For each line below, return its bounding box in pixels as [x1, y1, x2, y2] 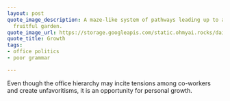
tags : [7, 42, 23, 48]
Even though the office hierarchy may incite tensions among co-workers [7, 79, 211, 87]
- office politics [7, 48, 60, 55]
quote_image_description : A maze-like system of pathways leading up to [7, 16, 219, 23]
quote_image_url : [7, 29, 57, 36]
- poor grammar [7, 55, 51, 61]
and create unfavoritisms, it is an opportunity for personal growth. [7, 86, 193, 94]
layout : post [7, 10, 44, 17]
